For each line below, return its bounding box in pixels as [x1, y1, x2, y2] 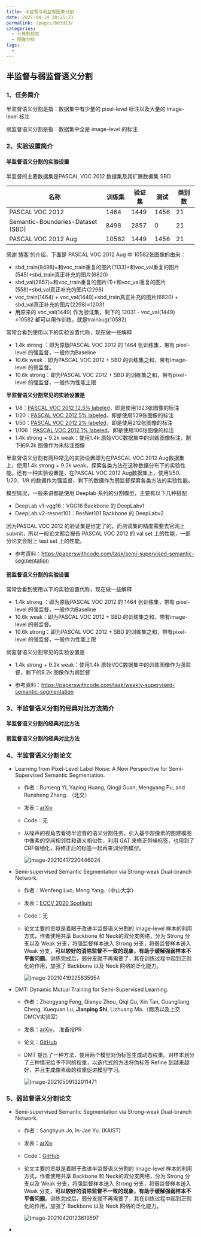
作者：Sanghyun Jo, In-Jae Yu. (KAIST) [23, 1127, 121, 1134]
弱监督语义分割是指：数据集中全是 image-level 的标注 [6, 126, 138, 133]
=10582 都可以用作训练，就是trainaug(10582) [14, 315, 127, 323]
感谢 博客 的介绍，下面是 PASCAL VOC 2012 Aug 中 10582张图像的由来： [6, 251, 186, 258]
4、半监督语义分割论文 [6, 751, 72, 759]
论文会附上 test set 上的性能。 [11, 537, 86, 545]
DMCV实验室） [23, 1013, 62, 1020]
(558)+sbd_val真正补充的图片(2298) [14, 285, 104, 293]
